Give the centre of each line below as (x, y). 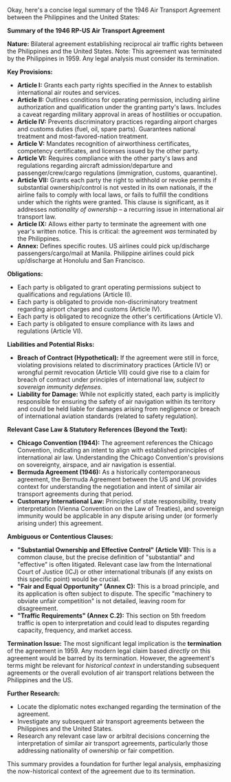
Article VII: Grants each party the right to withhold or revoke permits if (117, 180)
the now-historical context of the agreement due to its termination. (101, 771)
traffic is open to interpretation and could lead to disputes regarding (113, 623)
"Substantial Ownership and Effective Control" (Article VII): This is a (117, 550)
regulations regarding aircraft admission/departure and (95, 165)
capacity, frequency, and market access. (75, 630)
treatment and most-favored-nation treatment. (83, 136)
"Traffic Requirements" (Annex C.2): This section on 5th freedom (111, 616)
